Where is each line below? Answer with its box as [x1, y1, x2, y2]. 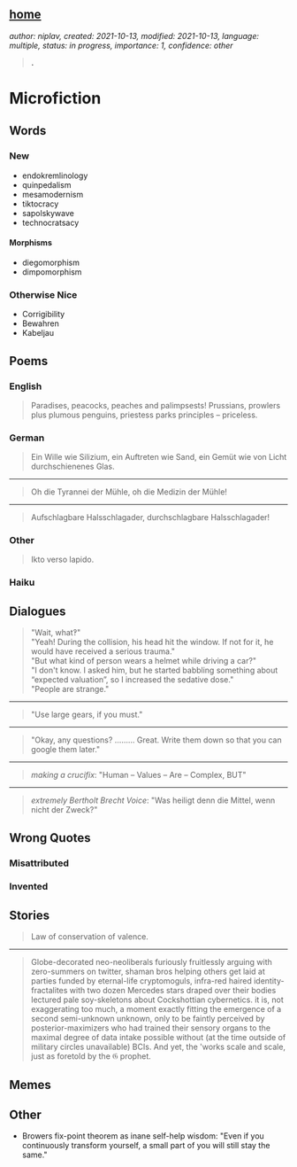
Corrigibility [21, 309, 65, 320]
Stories [9, 907, 50, 922]
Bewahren [21, 318, 59, 329]
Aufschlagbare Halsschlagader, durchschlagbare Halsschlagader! [30, 512, 270, 523]
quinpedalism [21, 179, 72, 190]
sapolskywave [21, 207, 75, 218]
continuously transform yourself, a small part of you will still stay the [21, 1140, 270, 1151]
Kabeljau [21, 328, 55, 338]
